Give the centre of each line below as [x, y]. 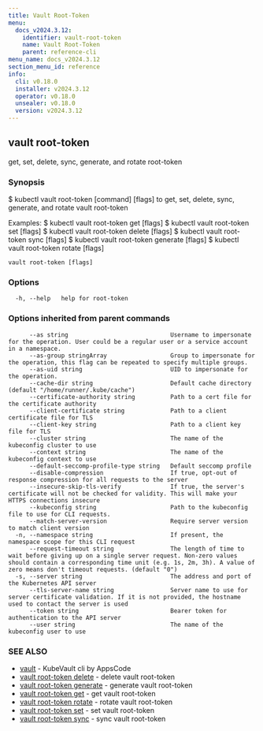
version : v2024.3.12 [49, 111]
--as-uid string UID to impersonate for [138, 369]
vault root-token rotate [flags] [56, 248]
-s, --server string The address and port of [133, 576]
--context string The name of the [126, 452]
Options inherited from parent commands [89, 319]
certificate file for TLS [50, 418]
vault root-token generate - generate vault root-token [106, 685]
